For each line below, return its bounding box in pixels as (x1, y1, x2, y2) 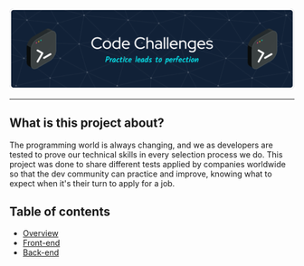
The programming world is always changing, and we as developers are (9, 139, 273, 150)
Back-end (22, 247, 60, 258)
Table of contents (9, 204, 110, 219)
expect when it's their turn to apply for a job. (9, 177, 176, 188)
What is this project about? (9, 116, 165, 131)
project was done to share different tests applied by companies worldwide (9, 158, 287, 169)
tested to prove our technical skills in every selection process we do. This (9, 148, 283, 160)
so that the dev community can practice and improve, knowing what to (9, 168, 273, 179)
